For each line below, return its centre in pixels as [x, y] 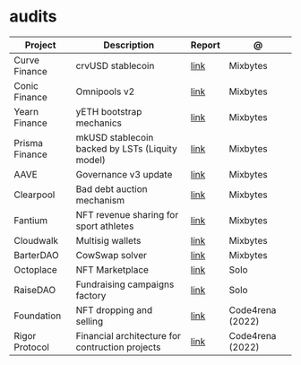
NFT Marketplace [112, 269]
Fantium [31, 220]
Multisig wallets [108, 240]
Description [129, 45]
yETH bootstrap [109, 111]
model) [90, 160]
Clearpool [34, 195]
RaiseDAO [35, 290]
